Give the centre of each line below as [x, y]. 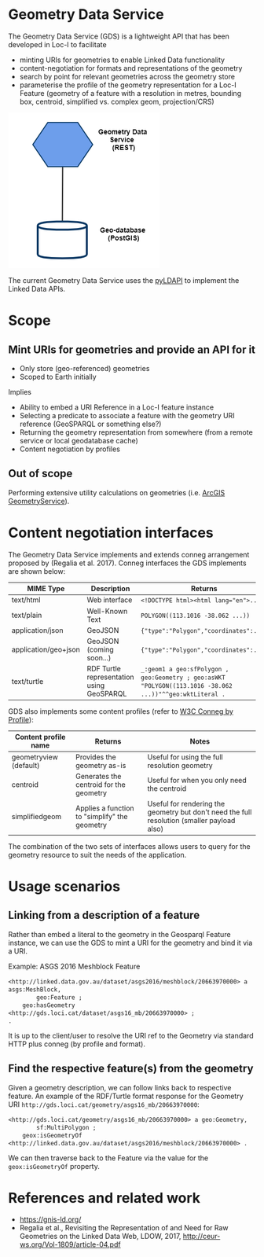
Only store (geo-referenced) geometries [84, 368]
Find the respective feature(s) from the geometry [131, 1069]
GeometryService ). [39, 501]
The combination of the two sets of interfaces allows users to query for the [129, 846]
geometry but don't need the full [200, 812]
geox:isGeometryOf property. [54, 1166]
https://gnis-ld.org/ [50, 1219]
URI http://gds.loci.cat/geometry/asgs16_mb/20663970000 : [104, 1104]
